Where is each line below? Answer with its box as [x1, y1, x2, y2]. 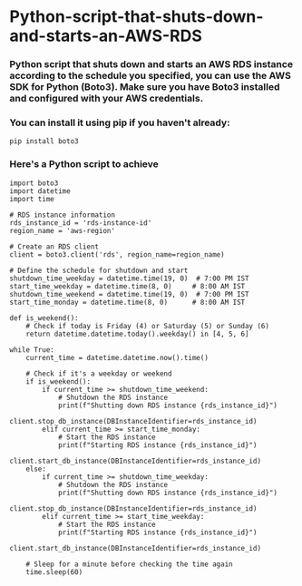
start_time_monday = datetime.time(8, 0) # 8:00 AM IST [9, 298, 246, 307]
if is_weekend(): [25, 376, 92, 386]
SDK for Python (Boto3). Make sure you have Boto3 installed [9, 81, 280, 93]
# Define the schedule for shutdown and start [9, 266, 189, 275]
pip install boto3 [9, 137, 79, 146]
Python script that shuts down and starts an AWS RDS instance [9, 58, 293, 71]
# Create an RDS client [9, 242, 100, 251]
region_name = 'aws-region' [9, 226, 116, 235]
